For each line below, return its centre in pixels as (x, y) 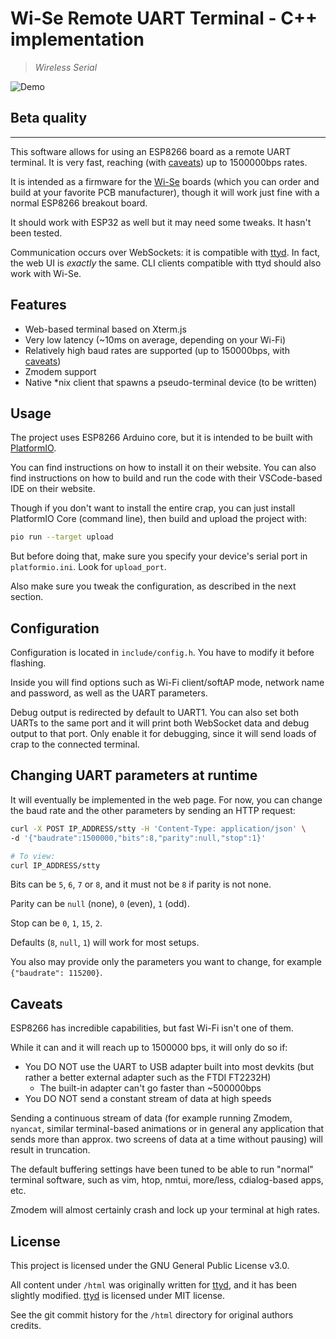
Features (38, 305)
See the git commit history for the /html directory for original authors (152, 1315)
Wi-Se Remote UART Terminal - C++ (164, 18)
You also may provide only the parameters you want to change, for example (166, 962)
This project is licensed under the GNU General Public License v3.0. (150, 1265)
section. (27, 597)
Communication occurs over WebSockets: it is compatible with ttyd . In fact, (165, 252)
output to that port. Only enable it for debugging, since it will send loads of (163, 734)
